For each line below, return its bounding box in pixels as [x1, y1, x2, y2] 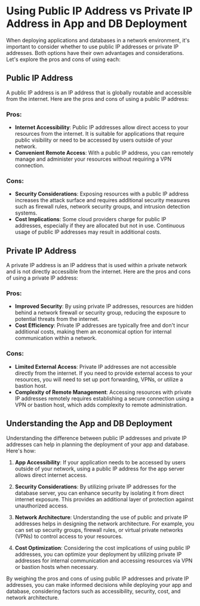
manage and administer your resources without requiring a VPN [14, 155, 172, 163]
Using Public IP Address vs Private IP [6, 4, 193, 18]
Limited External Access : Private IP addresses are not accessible [14, 363, 177, 370]
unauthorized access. [14, 502, 69, 509]
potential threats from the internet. [14, 316, 100, 323]
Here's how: [6, 447, 36, 454]
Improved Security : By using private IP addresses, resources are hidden [14, 303, 194, 310]
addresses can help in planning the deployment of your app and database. [6, 440, 189, 448]
